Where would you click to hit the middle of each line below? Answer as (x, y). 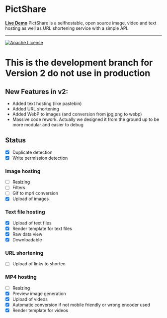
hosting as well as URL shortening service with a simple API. (67, 28)
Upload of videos (30, 299)
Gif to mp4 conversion (35, 193)
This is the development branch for (79, 63)
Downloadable (27, 239)
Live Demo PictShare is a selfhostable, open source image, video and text (81, 23)
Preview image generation (39, 293)
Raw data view (27, 234)
